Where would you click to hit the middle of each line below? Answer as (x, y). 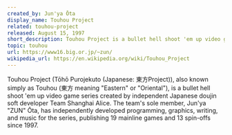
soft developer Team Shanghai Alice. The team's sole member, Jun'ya (107, 103)
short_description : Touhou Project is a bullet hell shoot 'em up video (114, 39)
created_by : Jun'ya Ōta (41, 13)
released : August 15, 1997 (46, 33)
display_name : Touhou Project (51, 20)
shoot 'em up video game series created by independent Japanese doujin (112, 96)
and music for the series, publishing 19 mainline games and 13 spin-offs (109, 118)
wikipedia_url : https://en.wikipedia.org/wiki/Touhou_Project (98, 59)
